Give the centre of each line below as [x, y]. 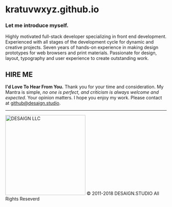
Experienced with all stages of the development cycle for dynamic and [80, 42]
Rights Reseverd [23, 199]
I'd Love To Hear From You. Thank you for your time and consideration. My [84, 87]
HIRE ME [19, 75]
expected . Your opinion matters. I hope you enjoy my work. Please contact [84, 98]
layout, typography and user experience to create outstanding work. [77, 58]
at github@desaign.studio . [33, 103]
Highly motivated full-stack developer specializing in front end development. [86, 36]
